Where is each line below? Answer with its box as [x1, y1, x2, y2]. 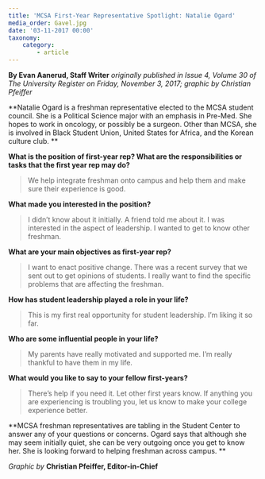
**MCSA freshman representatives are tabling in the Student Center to [8, 421, 240, 430]
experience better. [27, 406, 88, 415]
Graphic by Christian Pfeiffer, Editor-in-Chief [8, 462, 159, 471]
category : [22, 41, 56, 49]
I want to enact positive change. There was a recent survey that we [27, 263, 248, 272]
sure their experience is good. [27, 184, 126, 193]
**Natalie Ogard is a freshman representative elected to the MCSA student [8, 102, 254, 112]
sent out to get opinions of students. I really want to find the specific [27, 271, 252, 280]
